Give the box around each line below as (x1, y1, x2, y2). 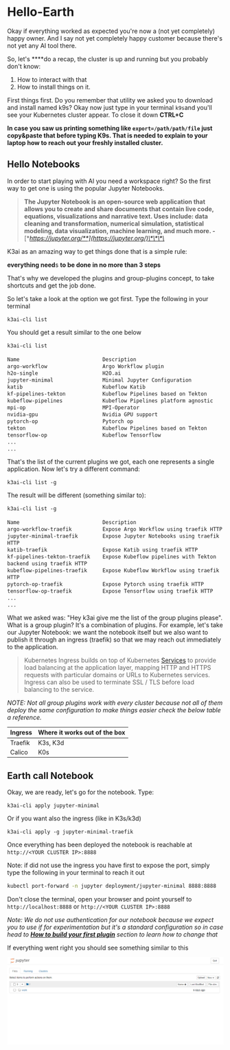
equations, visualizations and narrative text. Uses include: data (23, 212, 208, 220)
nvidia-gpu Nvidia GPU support (7, 411, 158, 418)
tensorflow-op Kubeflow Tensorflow (7, 431, 161, 439)
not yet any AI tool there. (7, 41, 77, 50)
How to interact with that (16, 75, 87, 83)
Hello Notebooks (7, 159, 80, 171)
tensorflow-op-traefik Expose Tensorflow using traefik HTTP (7, 587, 214, 595)
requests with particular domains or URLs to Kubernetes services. (23, 670, 211, 679)
